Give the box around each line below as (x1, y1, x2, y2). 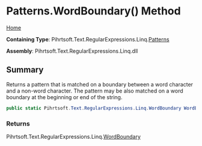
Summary (6, 65, 44, 75)
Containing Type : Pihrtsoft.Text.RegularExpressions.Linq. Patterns (6, 35, 170, 43)
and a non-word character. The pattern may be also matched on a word (6, 87, 183, 94)
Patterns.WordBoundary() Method (6, 4, 182, 18)
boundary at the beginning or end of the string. (6, 93, 123, 100)
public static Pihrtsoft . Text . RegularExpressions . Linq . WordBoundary (6, 105, 182, 111)
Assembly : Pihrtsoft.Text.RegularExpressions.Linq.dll (6, 47, 138, 55)
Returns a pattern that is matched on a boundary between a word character (6, 81, 194, 88)
